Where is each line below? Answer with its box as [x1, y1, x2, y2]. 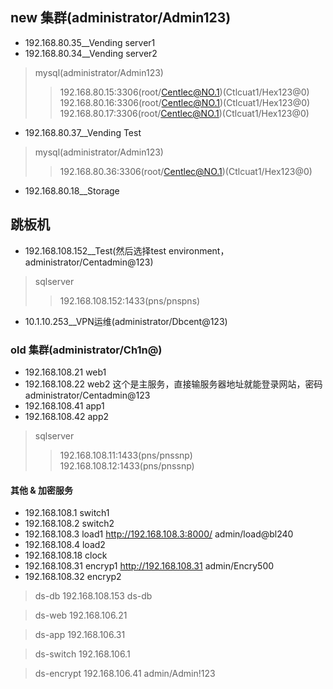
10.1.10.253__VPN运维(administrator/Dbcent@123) [24, 315, 228, 327]
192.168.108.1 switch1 [24, 507, 110, 519]
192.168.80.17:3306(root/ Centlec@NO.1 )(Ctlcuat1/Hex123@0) [59, 107, 310, 119]
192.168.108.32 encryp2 [24, 571, 122, 583]
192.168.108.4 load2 [24, 539, 106, 551]
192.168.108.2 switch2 [24, 518, 115, 530]
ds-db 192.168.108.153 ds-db [34, 590, 153, 602]
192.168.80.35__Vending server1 [24, 36, 156, 48]
